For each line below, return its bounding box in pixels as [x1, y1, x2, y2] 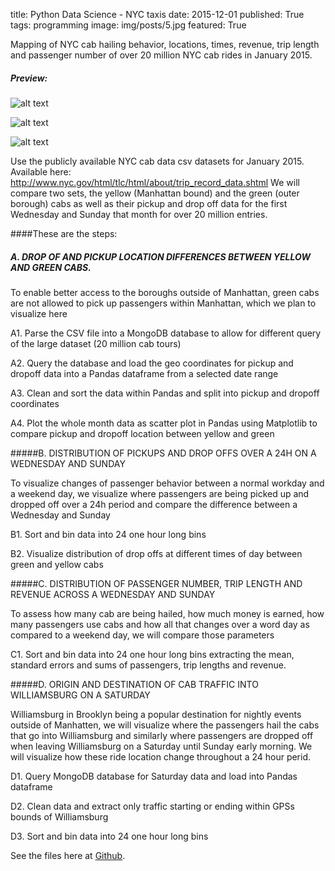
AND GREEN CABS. [10, 261, 92, 273]
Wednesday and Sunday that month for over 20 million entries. [10, 208, 268, 220]
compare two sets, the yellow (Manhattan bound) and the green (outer [10, 187, 300, 199]
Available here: [10, 165, 72, 178]
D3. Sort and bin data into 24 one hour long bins [10, 830, 209, 842]
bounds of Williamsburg [10, 810, 109, 823]
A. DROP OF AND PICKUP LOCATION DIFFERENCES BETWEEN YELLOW [10, 250, 311, 263]
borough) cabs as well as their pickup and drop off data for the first [10, 197, 288, 209]
